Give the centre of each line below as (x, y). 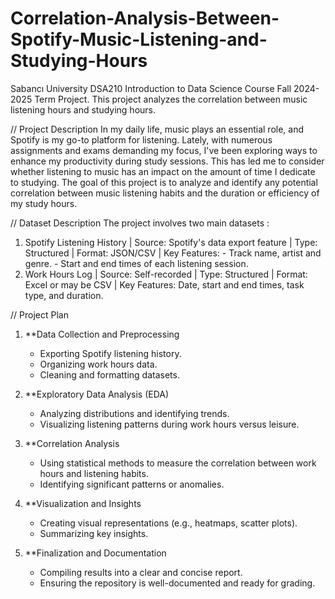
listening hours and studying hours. (83, 109)
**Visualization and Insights (83, 503)
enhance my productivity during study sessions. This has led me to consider (167, 161)
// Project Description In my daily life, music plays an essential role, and (157, 129)
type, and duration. (64, 295)
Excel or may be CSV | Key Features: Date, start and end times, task (164, 284)
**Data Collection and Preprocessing (102, 334)
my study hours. (44, 203)
